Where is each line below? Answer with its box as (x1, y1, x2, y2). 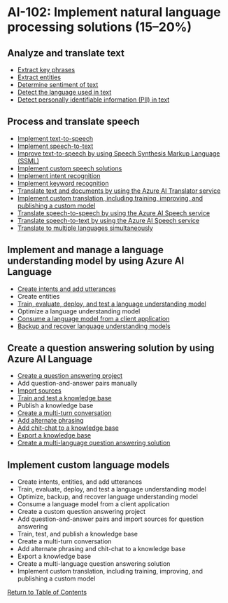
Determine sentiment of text (17, 81, 99, 88)
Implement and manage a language (7, 244, 164, 256)
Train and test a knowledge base (17, 394, 112, 402)
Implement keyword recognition (17, 179, 109, 187)
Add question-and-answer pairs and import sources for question (17, 515, 204, 523)
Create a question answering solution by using (7, 342, 215, 354)
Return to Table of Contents (7, 588, 87, 597)
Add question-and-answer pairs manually (17, 379, 138, 388)
